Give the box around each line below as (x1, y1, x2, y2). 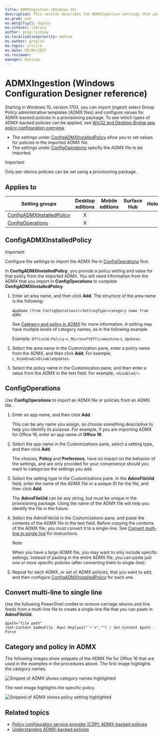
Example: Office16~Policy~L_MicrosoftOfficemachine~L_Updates (12, 335, 141, 341)
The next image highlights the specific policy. (5, 685, 96, 691)
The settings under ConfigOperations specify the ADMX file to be (12, 145, 143, 151)
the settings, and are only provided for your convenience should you (12, 461, 149, 466)
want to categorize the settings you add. (12, 466, 93, 472)
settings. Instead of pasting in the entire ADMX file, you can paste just (12, 554, 152, 560)
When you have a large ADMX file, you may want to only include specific (12, 549, 158, 555)
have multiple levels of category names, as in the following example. (12, 326, 149, 332)
